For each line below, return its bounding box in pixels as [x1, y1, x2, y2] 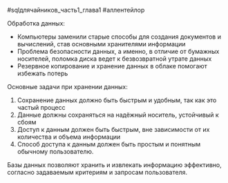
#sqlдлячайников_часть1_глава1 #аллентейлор [7, 6, 145, 14]
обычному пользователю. [17, 148, 94, 155]
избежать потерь [17, 69, 68, 77]
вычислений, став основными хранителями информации [17, 40, 186, 48]
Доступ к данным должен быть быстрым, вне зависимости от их [17, 126, 210, 133]
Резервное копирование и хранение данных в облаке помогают [17, 62, 207, 70]
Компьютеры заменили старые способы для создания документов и [17, 32, 221, 41]
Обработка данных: [7, 19, 66, 27]
